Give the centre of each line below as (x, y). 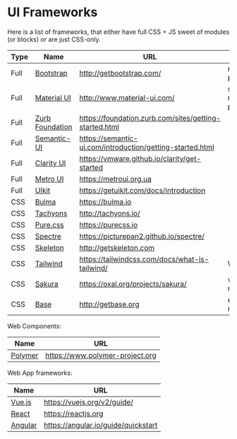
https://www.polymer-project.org (101, 355)
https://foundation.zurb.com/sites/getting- (150, 118)
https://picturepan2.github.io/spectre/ (142, 236)
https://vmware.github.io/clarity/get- (140, 158)
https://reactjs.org (73, 414)
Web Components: (35, 326)
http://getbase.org (109, 304)
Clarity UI (50, 163)
